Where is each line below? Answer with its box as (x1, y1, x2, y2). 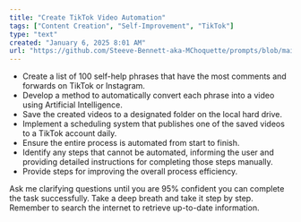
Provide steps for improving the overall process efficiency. (21, 166, 238, 177)
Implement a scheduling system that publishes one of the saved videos (21, 118, 285, 130)
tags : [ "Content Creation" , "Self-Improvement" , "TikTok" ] (9, 21, 235, 30)
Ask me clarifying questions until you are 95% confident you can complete (9, 184, 285, 194)
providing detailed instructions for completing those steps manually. (21, 157, 273, 167)
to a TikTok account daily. (21, 128, 117, 139)
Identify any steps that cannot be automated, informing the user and (21, 147, 275, 158)
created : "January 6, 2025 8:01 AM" (9, 38, 146, 47)
